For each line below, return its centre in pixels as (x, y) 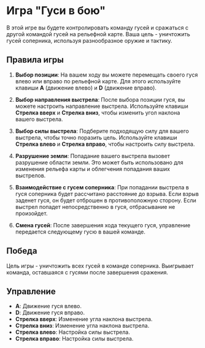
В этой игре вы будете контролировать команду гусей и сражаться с (98, 28)
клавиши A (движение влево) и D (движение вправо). (86, 88)
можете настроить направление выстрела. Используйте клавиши (102, 106)
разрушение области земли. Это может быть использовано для (99, 162)
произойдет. (31, 213)
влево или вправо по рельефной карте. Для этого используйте (98, 81)
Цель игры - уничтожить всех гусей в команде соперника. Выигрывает (100, 266)
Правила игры (35, 60)
